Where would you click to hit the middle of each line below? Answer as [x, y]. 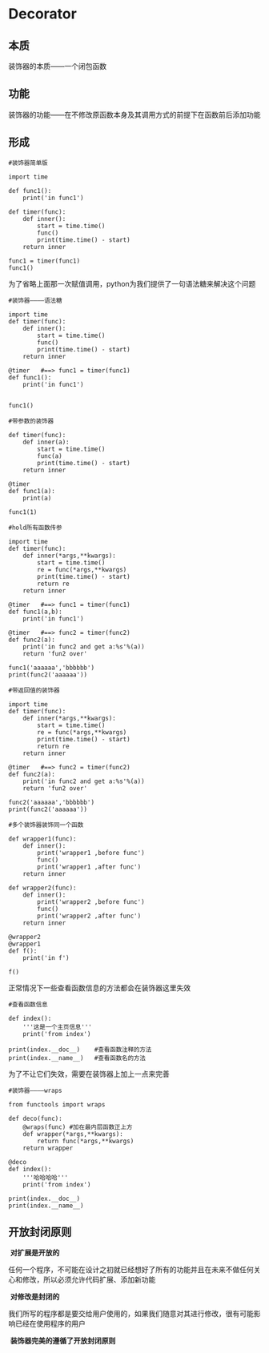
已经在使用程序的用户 [50, 1324]
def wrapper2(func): [43, 888]
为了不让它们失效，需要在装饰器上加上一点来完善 [89, 1074]
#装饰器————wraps [35, 1090]
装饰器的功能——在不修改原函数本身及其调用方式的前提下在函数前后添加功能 [134, 114]
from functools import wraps [57, 1104]
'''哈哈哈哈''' [46, 1178]
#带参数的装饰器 [31, 421]
